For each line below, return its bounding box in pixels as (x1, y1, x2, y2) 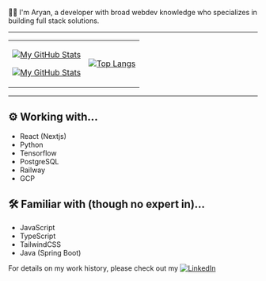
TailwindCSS (19, 239, 62, 249)
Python (19, 140, 44, 149)
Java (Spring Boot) (19, 248, 82, 257)
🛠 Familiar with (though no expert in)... (8, 198, 206, 211)
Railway (19, 165, 46, 175)
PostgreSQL (19, 156, 59, 166)
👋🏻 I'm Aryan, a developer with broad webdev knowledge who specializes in (8, 8, 257, 17)
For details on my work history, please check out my (8, 263, 179, 273)
